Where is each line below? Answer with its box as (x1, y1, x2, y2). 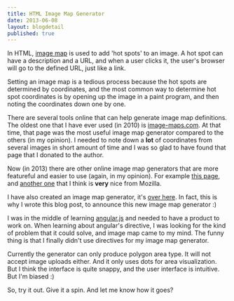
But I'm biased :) (7, 272, 55, 281)
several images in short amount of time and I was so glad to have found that (7, 143, 226, 152)
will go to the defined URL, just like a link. (7, 64, 126, 72)
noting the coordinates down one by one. (7, 100, 126, 109)
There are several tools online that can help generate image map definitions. (7, 114, 228, 122)
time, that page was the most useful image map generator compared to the (7, 128, 224, 137)
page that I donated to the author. (7, 151, 104, 159)
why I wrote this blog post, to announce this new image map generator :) (7, 201, 217, 209)
